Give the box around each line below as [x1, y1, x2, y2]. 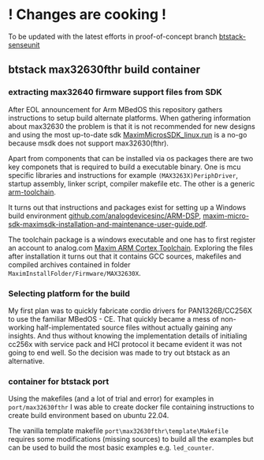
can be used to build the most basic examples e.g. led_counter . [8, 443, 214, 452]
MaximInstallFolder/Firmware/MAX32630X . [8, 268, 141, 277]
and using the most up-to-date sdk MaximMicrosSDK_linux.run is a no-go [8, 130, 247, 139]
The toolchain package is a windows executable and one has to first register [8, 235, 256, 244]
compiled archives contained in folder [8, 259, 132, 270]
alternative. [8, 356, 45, 365]
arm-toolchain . [8, 187, 57, 197]
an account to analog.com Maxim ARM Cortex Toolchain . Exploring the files [8, 243, 254, 252]
